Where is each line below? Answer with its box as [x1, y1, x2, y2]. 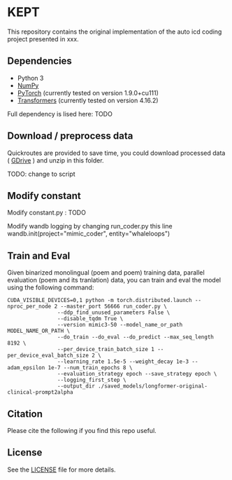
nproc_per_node [7, 303, 52, 310]
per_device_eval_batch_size [7, 352, 89, 359]
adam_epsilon [7, 364, 45, 371]
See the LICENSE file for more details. [7, 465, 117, 474]
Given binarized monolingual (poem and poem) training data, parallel [7, 268, 205, 277]
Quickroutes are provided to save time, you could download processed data [7, 149, 226, 157]
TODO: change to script [7, 170, 75, 178]
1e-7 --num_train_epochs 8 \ [48, 364, 133, 371]
